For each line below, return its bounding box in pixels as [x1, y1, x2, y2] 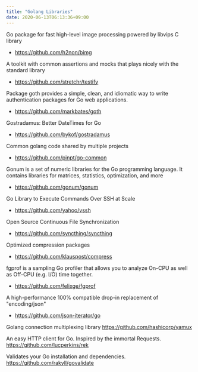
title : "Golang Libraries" [6, 8, 73, 15]
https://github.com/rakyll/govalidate [6, 359, 94, 366]
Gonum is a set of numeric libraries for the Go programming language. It [6, 165, 183, 173]
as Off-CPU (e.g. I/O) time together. [6, 270, 93, 278]
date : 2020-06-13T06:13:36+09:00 [6, 14, 89, 20]
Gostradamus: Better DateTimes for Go [6, 119, 101, 126]
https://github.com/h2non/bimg [14, 48, 92, 56]
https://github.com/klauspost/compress [14, 253, 112, 260]
